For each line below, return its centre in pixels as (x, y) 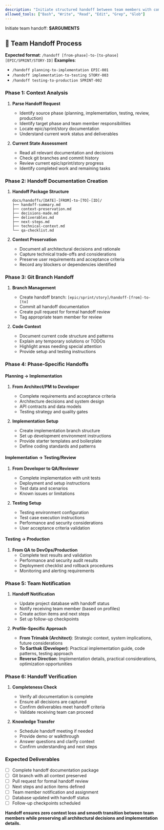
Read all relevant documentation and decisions (66, 152)
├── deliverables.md (33, 217)
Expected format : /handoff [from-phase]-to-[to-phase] (62, 55)
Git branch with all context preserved (49, 775)
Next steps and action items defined (49, 787)
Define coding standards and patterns (58, 446)
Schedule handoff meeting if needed (56, 731)
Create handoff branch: (43, 297)
